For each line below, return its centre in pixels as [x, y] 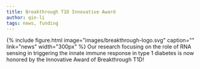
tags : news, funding [33, 23]
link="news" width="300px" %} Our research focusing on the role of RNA [99, 47]
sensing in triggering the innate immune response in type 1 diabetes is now [100, 53]
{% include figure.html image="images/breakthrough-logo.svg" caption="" [101, 41]
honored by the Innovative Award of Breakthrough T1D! [75, 60]
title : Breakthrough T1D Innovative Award [61, 12]
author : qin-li [26, 18]
